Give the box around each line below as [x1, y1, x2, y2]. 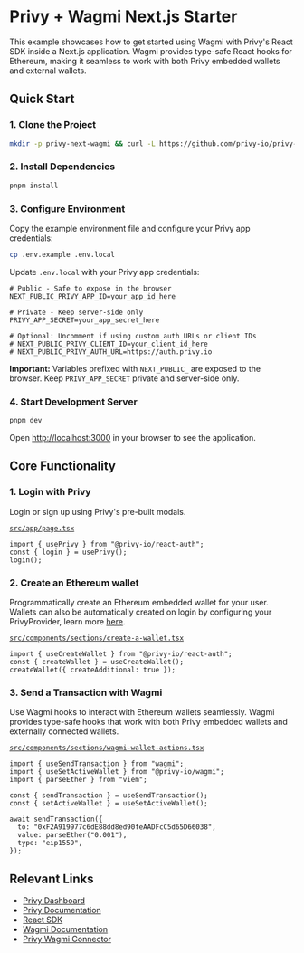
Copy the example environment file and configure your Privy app [9, 223, 251, 233]
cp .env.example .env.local [9, 250, 116, 259]
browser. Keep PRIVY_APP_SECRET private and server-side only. [9, 373, 240, 384]
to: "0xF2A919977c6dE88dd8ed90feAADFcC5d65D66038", [17, 823, 217, 832]
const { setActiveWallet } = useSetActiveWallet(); [9, 799, 208, 808]
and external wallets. [9, 65, 88, 76]
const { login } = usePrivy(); [9, 548, 128, 557]
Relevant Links [9, 871, 94, 886]
